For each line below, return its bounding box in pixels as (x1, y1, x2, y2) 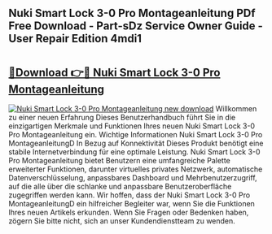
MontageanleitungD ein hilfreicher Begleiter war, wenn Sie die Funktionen (8, 199, 255, 208)
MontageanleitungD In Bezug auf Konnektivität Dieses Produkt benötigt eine (8, 138, 264, 148)
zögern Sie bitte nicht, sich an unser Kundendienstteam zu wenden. (8, 216, 236, 226)
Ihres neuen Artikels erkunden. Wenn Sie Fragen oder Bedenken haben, (8, 207, 249, 217)
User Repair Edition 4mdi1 (8, 32, 143, 45)
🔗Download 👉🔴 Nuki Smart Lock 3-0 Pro (8, 65, 221, 80)
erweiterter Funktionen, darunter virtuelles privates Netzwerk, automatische (8, 164, 263, 174)
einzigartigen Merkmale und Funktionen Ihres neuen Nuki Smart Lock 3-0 (8, 121, 255, 131)
